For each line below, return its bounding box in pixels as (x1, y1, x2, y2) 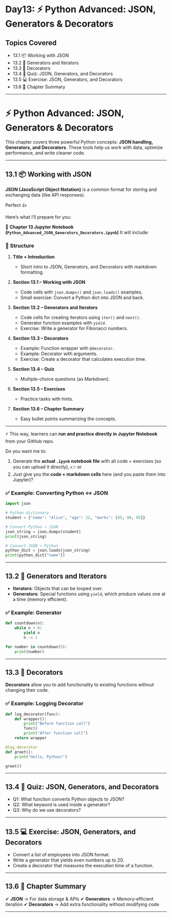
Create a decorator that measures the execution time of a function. (12, 863, 154, 869)
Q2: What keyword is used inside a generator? (12, 802, 111, 808)
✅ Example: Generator (5, 609, 62, 616)
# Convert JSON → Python (5, 543, 58, 549)
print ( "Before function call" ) (24, 721, 91, 726)
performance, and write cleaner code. (5, 149, 85, 156)
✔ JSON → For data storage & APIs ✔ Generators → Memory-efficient (5, 895, 154, 902)
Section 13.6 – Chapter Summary (12, 406, 84, 412)
